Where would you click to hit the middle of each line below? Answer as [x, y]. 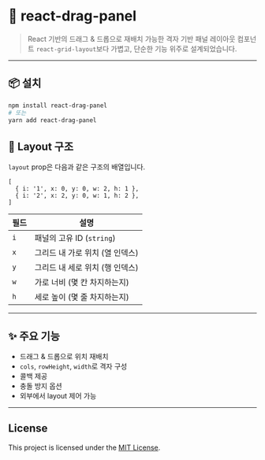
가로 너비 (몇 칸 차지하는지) [82, 283]
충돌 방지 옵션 [41, 386]
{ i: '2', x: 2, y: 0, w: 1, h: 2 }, [77, 196]
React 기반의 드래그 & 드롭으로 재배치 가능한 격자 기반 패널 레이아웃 [131, 39]
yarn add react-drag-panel [52, 120]
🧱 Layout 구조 [41, 146]
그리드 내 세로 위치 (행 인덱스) [87, 268]
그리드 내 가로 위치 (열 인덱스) [87, 253]
